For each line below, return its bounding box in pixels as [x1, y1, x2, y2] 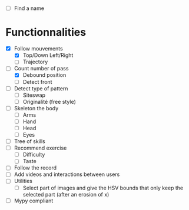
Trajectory [22, 58, 48, 66]
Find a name [14, 5, 45, 12]
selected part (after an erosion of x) [22, 191, 110, 198]
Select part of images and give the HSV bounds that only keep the [22, 184, 184, 191]
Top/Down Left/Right [22, 52, 74, 59]
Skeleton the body [14, 104, 59, 111]
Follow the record [14, 164, 57, 171]
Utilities [14, 178, 33, 185]
